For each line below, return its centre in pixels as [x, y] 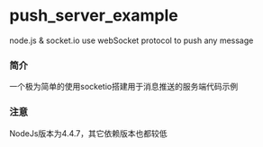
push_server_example [94, 16]
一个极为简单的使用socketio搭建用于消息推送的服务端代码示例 [124, 87]
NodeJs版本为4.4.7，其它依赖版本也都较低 [88, 133]
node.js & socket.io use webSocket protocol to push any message [131, 40]
